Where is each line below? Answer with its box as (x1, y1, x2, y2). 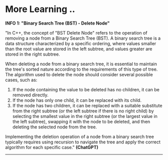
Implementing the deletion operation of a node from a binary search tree (5, 133, 154, 139)
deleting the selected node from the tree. (12, 124, 97, 130)
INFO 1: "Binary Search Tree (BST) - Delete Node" (5, 20, 110, 26)
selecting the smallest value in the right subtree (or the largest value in (12, 113, 157, 119)
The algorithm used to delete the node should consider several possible (5, 71, 153, 77)
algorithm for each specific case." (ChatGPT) (5, 144, 98, 150)
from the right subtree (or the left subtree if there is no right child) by (12, 108, 154, 114)
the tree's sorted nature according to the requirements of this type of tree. (5, 66, 158, 72)
